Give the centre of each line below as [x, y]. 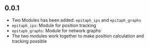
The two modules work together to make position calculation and [78, 36]
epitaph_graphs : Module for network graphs [56, 30]
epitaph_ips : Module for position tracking [54, 25]
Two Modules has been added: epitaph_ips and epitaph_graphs [76, 20]
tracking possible [29, 41]
